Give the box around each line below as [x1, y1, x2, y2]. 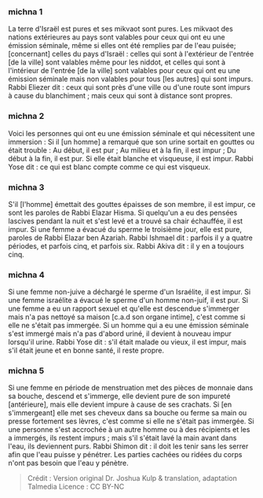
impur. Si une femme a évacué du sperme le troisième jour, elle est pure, [8, 224, 242, 234]
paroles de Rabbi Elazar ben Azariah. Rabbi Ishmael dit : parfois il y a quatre [8, 233, 253, 242]
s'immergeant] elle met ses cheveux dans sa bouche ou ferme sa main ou [8, 408, 247, 418]
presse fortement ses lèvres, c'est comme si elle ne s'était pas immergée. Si [8, 416, 254, 426]
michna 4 [8, 269, 45, 280]
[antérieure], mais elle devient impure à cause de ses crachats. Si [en [8, 400, 232, 409]
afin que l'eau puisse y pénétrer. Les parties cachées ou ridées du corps [8, 450, 243, 459]
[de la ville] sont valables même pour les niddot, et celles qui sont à [8, 57, 226, 67]
